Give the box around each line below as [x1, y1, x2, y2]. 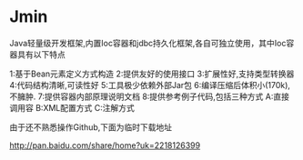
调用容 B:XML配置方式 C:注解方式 [9, 102, 135, 113]
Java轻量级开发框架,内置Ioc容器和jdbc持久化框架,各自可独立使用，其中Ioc [9, 37, 287, 48]
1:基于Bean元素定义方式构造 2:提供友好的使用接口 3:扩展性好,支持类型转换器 [9, 68, 295, 79]
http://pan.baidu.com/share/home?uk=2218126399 [9, 139, 201, 151]
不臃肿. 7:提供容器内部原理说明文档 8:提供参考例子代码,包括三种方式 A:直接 [9, 91, 289, 102]
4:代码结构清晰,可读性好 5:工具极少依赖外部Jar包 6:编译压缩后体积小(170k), [9, 79, 291, 90]
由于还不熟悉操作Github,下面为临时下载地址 [9, 121, 173, 133]
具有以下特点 [16, 48, 66, 60]
